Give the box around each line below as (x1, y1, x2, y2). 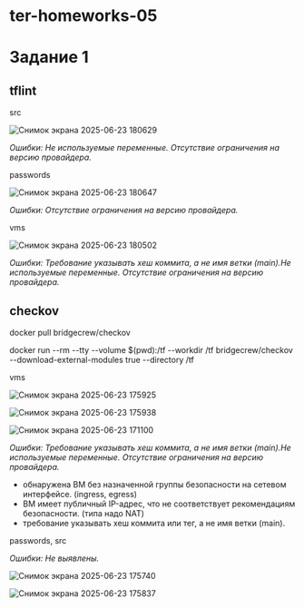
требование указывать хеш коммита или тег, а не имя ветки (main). (22, 518, 286, 528)
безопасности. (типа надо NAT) (22, 508, 145, 518)
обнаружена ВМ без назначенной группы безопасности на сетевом (22, 479, 287, 490)
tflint (9, 83, 37, 98)
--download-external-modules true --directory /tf (9, 355, 195, 365)
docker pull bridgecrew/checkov (9, 328, 132, 338)
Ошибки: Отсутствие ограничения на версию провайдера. (9, 205, 239, 216)
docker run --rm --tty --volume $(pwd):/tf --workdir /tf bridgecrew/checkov (9, 345, 293, 355)
